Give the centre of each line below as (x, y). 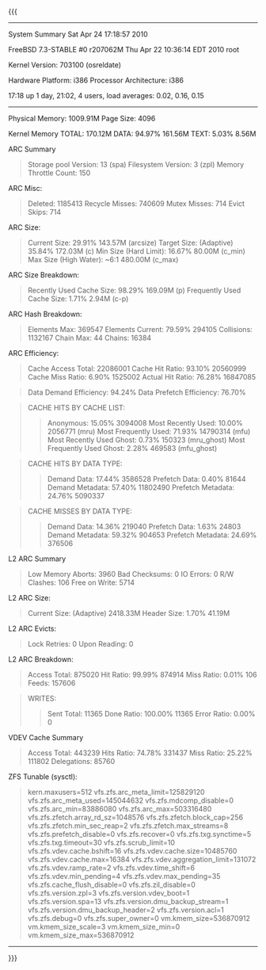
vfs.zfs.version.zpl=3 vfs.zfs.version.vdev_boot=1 (108, 893)
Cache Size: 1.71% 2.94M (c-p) (78, 299)
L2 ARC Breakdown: (41, 659)
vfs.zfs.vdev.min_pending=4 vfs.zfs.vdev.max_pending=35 (124, 876)
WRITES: (42, 698)
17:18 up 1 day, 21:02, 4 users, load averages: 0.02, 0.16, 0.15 (106, 95)
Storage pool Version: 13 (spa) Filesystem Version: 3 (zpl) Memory (136, 164)
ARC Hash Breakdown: (45, 314)
